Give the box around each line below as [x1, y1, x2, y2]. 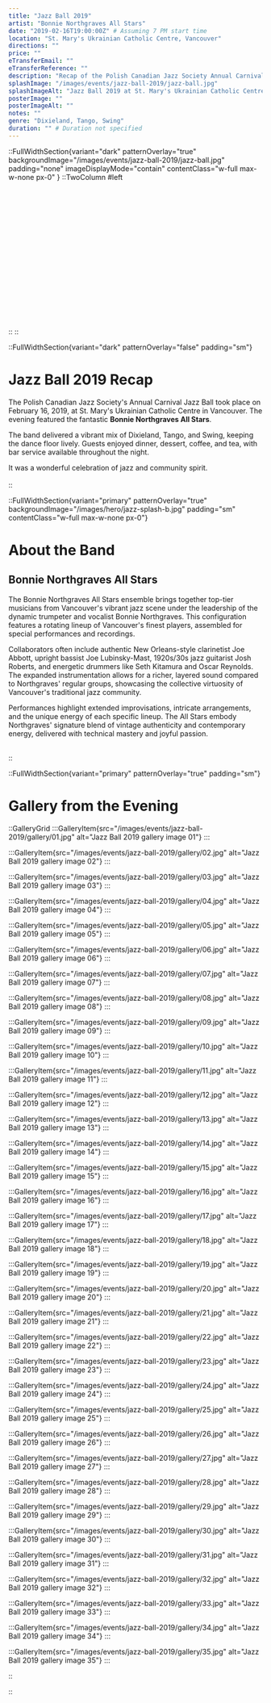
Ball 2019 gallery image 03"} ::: [8, 881, 111, 890]
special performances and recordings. [8, 629, 135, 638]
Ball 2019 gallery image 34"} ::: [8, 1631, 111, 1641]
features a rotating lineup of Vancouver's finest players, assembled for [8, 620, 243, 630]
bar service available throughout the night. [8, 447, 149, 457]
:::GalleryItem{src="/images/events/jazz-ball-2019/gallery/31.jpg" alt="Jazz [8, 1550, 258, 1559]
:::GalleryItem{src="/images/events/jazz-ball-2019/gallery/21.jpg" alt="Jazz [8, 1308, 258, 1317]
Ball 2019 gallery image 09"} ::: [8, 1026, 111, 1036]
